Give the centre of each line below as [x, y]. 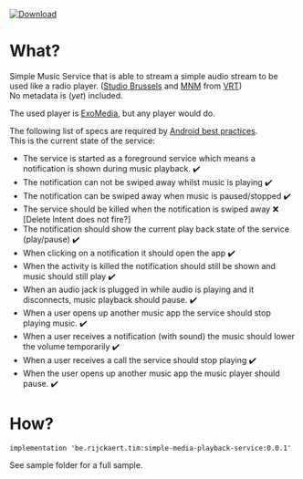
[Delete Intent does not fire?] [77, 219]
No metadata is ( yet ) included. [66, 95]
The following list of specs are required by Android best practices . [134, 130]
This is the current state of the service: [82, 141]
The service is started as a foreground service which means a [139, 158]
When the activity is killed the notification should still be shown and [149, 266]
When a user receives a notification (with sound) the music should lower [158, 336]
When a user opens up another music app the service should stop [146, 312]
